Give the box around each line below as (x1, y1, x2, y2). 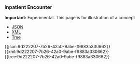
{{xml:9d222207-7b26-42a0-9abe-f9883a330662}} (4, 49, 109, 54)
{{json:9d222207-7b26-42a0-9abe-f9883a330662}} (4, 44, 111, 50)
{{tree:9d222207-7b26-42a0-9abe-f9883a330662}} (4, 54, 110, 60)
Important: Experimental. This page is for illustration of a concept (4, 15, 135, 21)
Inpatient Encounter (4, 4, 53, 11)
